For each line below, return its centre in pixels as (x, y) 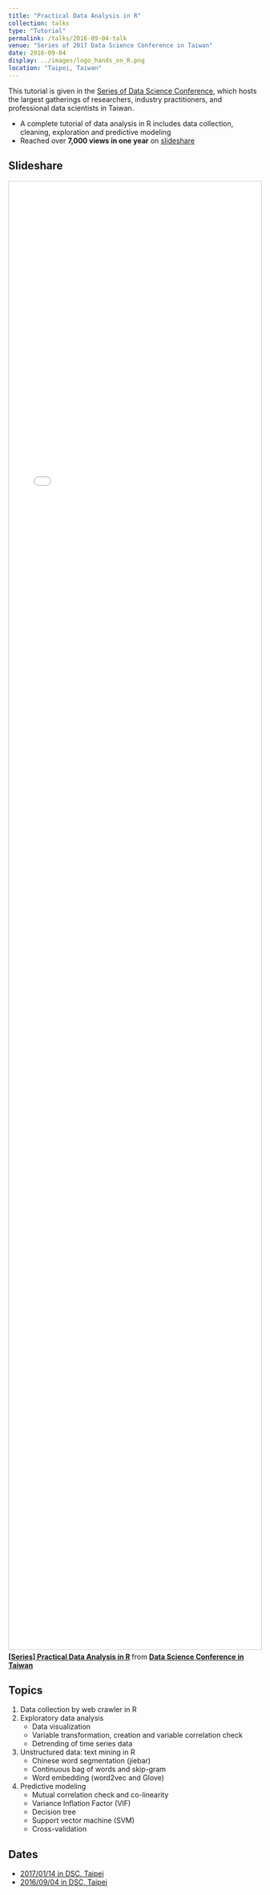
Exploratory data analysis (62, 1718)
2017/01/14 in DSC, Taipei (62, 1874)
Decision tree (54, 1812)
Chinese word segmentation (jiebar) (91, 1761)
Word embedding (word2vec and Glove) (98, 1778)
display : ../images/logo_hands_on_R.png (77, 61)
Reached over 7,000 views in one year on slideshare (107, 141)
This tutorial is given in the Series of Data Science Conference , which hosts (133, 91)
